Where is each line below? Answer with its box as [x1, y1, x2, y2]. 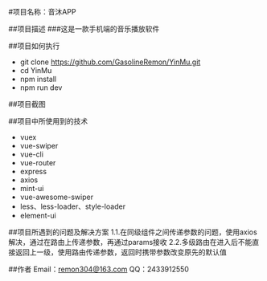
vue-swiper [19, 141, 59, 150]
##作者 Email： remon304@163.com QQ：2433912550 [8, 264, 189, 274]
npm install [19, 75, 57, 83]
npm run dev [19, 83, 63, 92]
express [19, 167, 47, 176]
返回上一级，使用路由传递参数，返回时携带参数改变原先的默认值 [14, 247, 227, 257]
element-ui [19, 211, 56, 220]
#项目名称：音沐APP [8, 7, 76, 16]
